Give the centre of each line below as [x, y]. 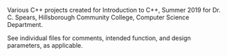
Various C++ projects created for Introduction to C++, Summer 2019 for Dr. [114, 10]
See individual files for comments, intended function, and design [99, 38]
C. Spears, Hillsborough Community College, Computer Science [98, 17]
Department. [25, 25]
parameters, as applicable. [45, 45]
